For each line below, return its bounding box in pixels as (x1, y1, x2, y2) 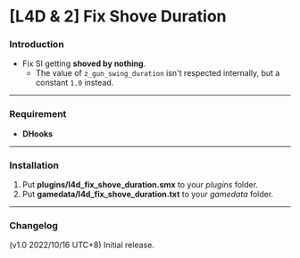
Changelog (9, 220, 58, 231)
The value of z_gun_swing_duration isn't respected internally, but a (35, 68, 280, 79)
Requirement (9, 108, 67, 121)
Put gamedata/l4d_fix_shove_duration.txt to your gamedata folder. (21, 189, 274, 200)
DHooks (21, 128, 54, 139)
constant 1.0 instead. (35, 78, 114, 88)
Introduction (9, 38, 64, 51)
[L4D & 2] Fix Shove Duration (9, 6, 227, 27)
